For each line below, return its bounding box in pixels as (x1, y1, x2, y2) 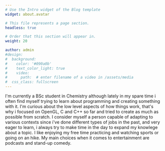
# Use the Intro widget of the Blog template (5, 7, 100, 12)
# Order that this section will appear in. (5, 34, 96, 39)
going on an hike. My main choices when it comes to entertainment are (5, 135, 150, 141)
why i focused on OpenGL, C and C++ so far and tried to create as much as (5, 109, 159, 115)
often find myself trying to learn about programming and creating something (5, 98, 161, 104)
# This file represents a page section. (5, 21, 90, 26)
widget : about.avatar (5, 12, 50, 17)
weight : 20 (5, 39, 28, 44)
